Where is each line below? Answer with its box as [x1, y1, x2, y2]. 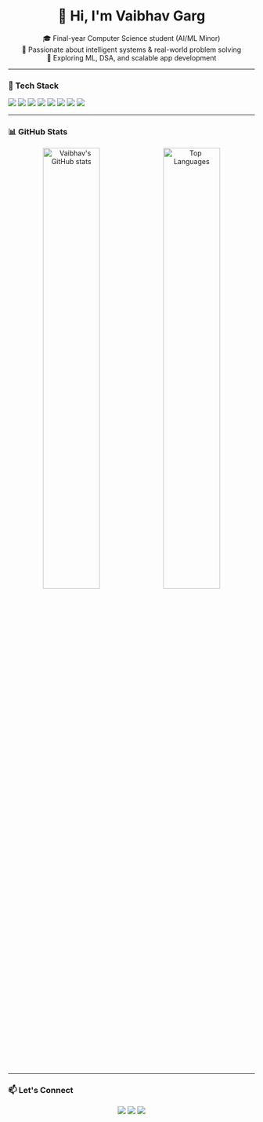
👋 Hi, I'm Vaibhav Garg [57, 7, 206, 25]
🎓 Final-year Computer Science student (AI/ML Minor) [42, 33, 221, 42]
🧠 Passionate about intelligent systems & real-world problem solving [21, 45, 242, 54]
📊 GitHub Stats [8, 126, 68, 137]
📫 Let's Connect [8, 1085, 74, 1096]
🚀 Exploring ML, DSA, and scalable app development [46, 53, 217, 62]
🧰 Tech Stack [8, 80, 59, 91]
